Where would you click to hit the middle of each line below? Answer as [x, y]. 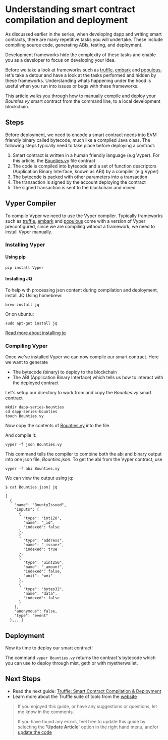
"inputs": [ [27, 510]
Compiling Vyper [26, 346]
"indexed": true [40, 549]
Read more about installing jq [36, 333]
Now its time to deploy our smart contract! [49, 648]
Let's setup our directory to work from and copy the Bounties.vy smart [78, 393]
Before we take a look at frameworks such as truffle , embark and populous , [84, 70]
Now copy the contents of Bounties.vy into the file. [58, 426]
